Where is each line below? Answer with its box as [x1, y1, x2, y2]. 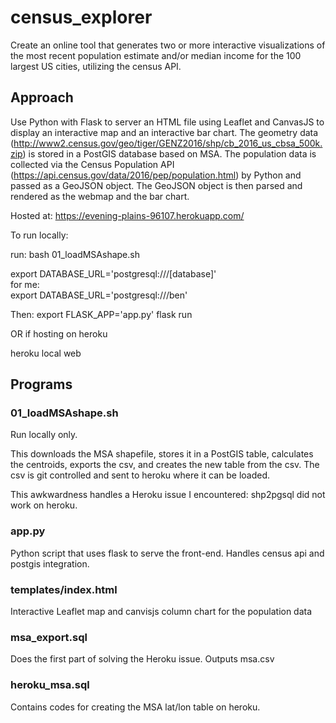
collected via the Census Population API [10, 158, 175, 170]
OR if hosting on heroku [10, 327, 108, 340]
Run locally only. [10, 429, 78, 441]
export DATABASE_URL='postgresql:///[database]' [10, 267, 217, 280]
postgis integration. [10, 557, 90, 570]
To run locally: [10, 229, 69, 241]
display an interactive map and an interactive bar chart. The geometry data [10, 126, 319, 138]
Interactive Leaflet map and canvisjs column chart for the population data [10, 606, 313, 618]
